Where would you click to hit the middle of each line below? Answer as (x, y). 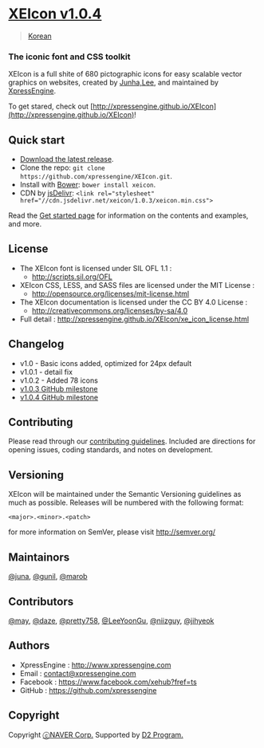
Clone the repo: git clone (62, 167)
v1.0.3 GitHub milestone (59, 388)
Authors (29, 646)
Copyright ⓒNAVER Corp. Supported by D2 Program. (96, 734)
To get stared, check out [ (51, 106)
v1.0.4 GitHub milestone (59, 397)
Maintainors (39, 557)
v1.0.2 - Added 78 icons (59, 380)
